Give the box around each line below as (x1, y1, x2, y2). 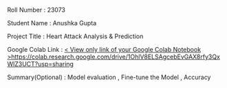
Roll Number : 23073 (7, 6, 66, 14)
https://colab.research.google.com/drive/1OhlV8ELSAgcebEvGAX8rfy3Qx (11, 53, 220, 61)
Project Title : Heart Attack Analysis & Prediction (7, 32, 144, 40)
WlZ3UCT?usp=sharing (7, 60, 74, 68)
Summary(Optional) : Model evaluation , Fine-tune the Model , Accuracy (7, 73, 211, 81)
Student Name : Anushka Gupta (7, 19, 97, 27)
